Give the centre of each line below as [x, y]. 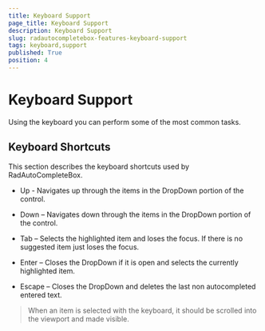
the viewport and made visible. [78, 319]
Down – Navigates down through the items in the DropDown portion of [135, 214]
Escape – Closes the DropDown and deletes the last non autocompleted [138, 286]
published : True [35, 53]
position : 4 [28, 61]
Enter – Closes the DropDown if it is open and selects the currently [129, 262]
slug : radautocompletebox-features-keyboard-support [98, 38]
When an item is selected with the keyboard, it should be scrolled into [142, 310]
